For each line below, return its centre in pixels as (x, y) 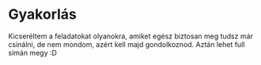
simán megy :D (33, 52)
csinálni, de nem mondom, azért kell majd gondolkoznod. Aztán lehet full (127, 44)
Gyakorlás (43, 14)
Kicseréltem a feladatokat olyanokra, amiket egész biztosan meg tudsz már (130, 36)
